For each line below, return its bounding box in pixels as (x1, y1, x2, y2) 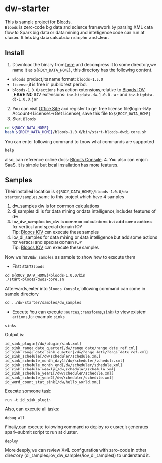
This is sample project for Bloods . (5, 19, 72, 25)
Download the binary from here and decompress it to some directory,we (12, 61, 157, 67)
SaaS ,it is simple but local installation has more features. (5, 162, 119, 167)
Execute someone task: (5, 388, 52, 394)
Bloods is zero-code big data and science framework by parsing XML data (5, 24, 153, 30)
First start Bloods (12, 263, 45, 269)
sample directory (5, 291, 39, 297)
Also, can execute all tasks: (5, 406, 60, 412)
